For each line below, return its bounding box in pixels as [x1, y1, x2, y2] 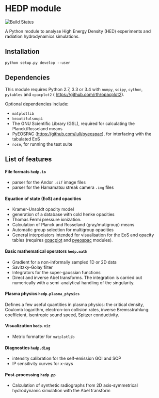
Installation [5, 47, 40, 56]
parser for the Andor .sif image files [12, 180, 86, 185]
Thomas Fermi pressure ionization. [12, 216, 81, 223]
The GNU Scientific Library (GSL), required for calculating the [12, 121, 135, 126]
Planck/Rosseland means [12, 125, 63, 131]
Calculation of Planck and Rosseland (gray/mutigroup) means [12, 222, 135, 228]
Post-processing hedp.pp [5, 371, 56, 378]
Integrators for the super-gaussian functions [12, 269, 101, 275]
